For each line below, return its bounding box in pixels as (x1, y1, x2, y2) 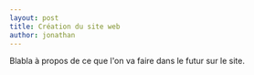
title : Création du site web (9, 22, 121, 31)
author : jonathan (9, 30, 76, 39)
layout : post (9, 13, 59, 23)
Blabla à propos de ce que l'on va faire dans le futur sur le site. (9, 56, 245, 67)
